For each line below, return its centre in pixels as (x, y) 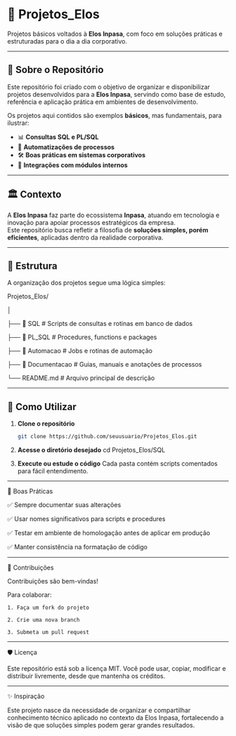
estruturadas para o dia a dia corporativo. (67, 41)
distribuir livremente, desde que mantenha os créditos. (86, 676)
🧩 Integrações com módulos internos (72, 165)
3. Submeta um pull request (48, 632)
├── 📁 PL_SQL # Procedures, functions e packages (82, 337)
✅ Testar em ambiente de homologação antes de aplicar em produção (109, 533)
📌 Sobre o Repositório (55, 70)
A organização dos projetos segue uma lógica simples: (87, 283)
